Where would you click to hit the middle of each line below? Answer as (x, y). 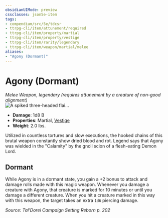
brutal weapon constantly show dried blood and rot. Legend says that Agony (84, 141)
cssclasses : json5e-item (31, 14)
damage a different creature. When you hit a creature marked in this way (80, 195)
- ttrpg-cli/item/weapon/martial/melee (47, 47)
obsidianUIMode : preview (31, 10)
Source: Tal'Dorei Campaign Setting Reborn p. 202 (58, 210)
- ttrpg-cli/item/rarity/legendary (42, 42)
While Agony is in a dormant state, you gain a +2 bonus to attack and (76, 179)
